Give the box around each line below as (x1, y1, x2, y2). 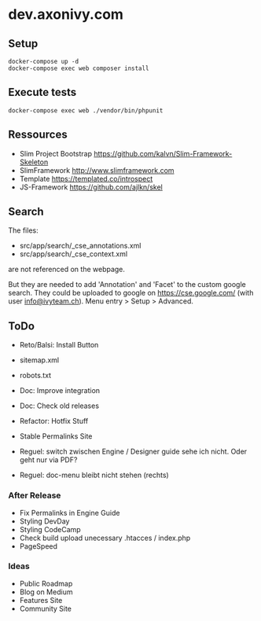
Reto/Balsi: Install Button (19, 340, 99, 350)
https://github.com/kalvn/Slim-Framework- (94, 149, 233, 158)
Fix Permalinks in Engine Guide (19, 508, 120, 517)
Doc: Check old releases (19, 401, 100, 410)
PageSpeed (19, 541, 57, 551)
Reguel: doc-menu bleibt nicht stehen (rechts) (19, 470, 169, 480)
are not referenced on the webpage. (8, 265, 126, 274)
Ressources (8, 128, 68, 141)
